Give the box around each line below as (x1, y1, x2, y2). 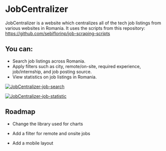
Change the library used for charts (12, 121, 83, 127)
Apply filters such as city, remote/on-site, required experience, (12, 63, 141, 69)
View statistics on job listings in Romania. (12, 74, 97, 80)
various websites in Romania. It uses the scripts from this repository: (5, 25, 146, 31)
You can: (5, 45, 33, 53)
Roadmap (5, 108, 36, 116)
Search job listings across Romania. (12, 58, 85, 64)
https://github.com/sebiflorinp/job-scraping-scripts (5, 30, 110, 36)
